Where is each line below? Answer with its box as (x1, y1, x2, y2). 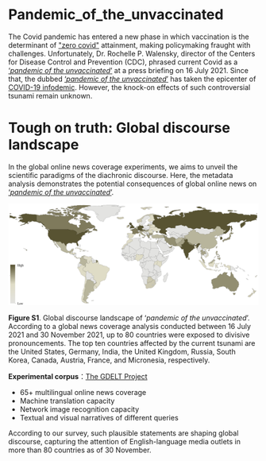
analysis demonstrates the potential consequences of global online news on (8, 179, 257, 188)
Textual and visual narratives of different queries (19, 413, 179, 423)
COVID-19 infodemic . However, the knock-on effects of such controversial (8, 82, 251, 92)
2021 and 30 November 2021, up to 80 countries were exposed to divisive (8, 330, 250, 339)
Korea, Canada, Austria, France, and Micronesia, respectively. (8, 355, 210, 365)
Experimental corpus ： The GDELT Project (8, 372, 148, 382)
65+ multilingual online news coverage (19, 388, 147, 397)
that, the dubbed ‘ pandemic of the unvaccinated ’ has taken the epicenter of (8, 74, 256, 83)
